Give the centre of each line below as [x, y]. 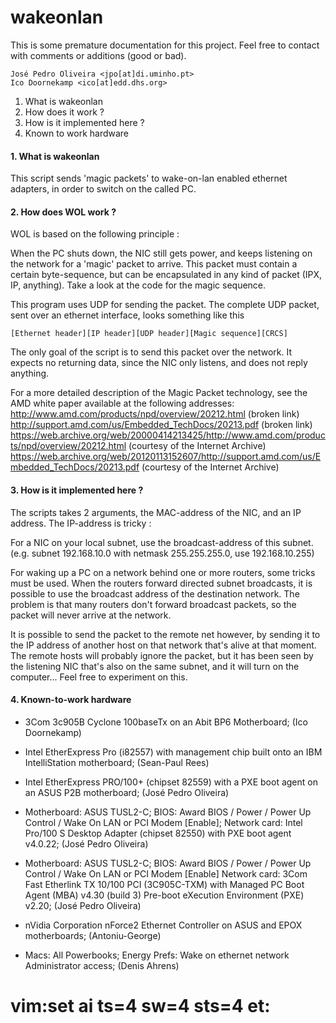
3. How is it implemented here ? [77, 490]
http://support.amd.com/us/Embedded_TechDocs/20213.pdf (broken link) [161, 425]
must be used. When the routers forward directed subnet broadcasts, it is [161, 583]
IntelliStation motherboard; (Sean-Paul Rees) [117, 762]
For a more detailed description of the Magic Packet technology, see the [159, 393]
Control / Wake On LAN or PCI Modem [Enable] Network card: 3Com [166, 873]
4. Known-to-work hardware [71, 700]
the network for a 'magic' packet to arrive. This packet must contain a [154, 264]
